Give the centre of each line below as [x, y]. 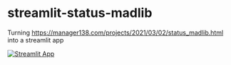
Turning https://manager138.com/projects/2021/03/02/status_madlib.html [115, 32]
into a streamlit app [36, 40]
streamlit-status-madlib [80, 13]
